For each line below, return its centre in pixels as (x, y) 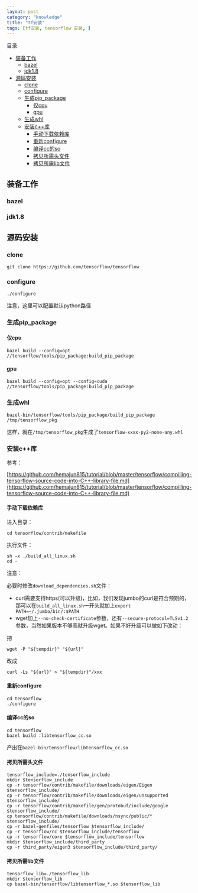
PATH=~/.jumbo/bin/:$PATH (47, 611)
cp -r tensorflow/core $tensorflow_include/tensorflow (76, 837)
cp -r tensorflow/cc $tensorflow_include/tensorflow (73, 832)
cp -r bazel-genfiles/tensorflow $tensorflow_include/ (76, 827)
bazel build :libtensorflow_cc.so (49, 736)
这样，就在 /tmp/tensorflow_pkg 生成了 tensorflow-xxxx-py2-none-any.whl (95, 432)
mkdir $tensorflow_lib (35, 879)
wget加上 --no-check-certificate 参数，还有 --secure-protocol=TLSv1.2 (102, 618)
